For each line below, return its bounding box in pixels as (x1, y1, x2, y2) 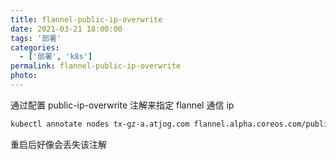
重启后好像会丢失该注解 (10, 138, 107, 150)
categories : (10, 42, 60, 53)
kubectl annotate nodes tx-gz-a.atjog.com (10, 119, 190, 129)
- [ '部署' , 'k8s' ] (19, 52, 93, 62)
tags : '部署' (10, 33, 62, 43)
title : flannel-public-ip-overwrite (10, 14, 163, 25)
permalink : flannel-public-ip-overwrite (10, 61, 182, 71)
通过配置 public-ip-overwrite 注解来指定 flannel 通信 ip (10, 99, 235, 111)
